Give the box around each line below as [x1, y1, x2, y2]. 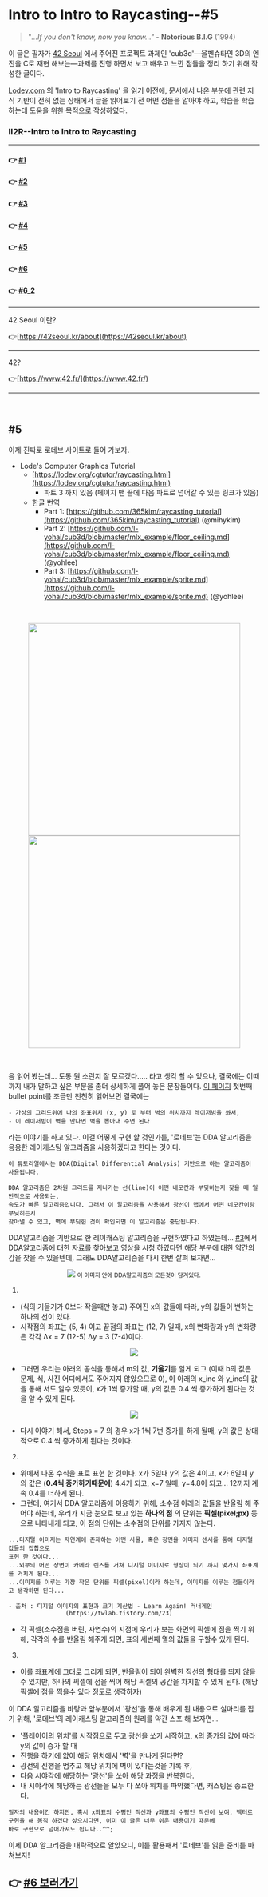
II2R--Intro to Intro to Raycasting [8, 126, 136, 137]
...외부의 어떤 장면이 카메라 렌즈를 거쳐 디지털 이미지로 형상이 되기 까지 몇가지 [8, 1561, 239, 1569]
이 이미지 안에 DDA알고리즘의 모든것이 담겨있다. [77, 1271, 201, 1279]
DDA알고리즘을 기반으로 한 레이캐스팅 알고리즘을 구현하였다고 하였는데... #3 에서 [8, 1232, 258, 1242]
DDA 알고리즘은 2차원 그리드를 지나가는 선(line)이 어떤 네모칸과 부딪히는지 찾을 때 [8, 1183, 250, 1191]
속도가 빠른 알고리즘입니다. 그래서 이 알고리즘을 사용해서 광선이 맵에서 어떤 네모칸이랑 [8, 1200, 255, 1209]
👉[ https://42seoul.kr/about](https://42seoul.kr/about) [8, 332, 187, 341]
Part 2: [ [43, 523, 70, 533]
